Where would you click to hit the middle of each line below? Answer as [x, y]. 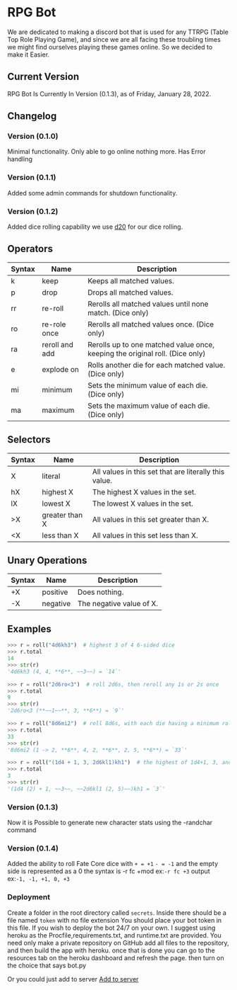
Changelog [32, 116]
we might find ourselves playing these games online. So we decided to [110, 47]
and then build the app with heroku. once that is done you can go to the [111, 950]
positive [55, 592]
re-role [54, 324]
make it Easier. [29, 55]
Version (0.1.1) [32, 178]
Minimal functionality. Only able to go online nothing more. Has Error [107, 152]
